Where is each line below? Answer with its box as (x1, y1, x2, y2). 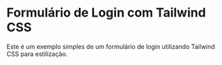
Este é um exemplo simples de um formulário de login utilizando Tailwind (6, 42, 215, 50)
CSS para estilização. (6, 50, 68, 58)
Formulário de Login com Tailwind (6, 5, 206, 21)
